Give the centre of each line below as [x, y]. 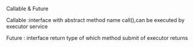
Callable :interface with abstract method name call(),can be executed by [95, 20]
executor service [27, 26]
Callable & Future [27, 9]
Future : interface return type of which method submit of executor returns [97, 38]
